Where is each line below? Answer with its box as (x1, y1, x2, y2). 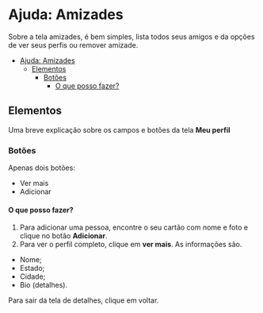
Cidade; (19, 272, 46, 281)
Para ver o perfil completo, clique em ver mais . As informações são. (19, 240, 242, 249)
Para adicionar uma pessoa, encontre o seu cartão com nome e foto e (19, 222, 248, 232)
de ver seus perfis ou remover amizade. (8, 40, 139, 49)
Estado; (19, 264, 45, 273)
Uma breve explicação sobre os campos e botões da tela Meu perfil (8, 125, 231, 134)
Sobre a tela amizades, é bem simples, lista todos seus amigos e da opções (8, 32, 255, 41)
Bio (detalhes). (19, 280, 68, 290)
